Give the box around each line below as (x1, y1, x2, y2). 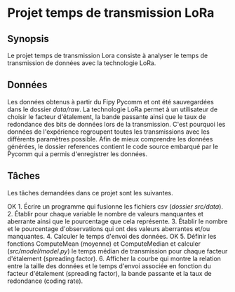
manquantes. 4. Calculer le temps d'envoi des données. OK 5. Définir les (7, 232, 217, 240)
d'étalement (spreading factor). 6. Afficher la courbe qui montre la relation (7, 254, 221, 263)
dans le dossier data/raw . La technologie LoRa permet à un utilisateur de (7, 105, 218, 113)
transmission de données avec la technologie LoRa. (7, 59, 156, 67)
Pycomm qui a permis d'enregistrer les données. (7, 149, 148, 158)
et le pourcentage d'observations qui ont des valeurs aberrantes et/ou (7, 224, 210, 232)
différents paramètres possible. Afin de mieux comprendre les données (7, 134, 213, 143)
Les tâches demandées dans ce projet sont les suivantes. (7, 188, 173, 197)
